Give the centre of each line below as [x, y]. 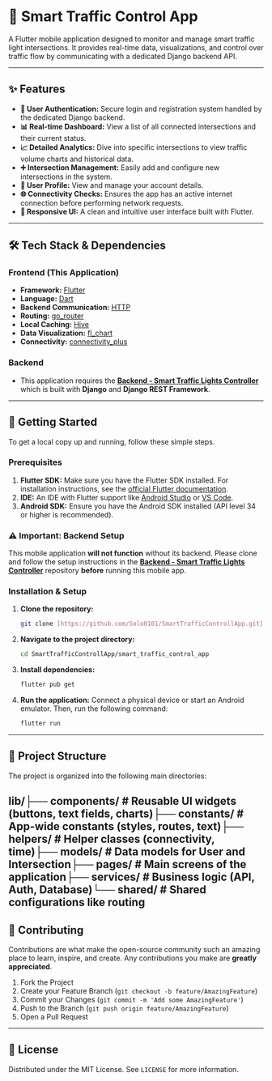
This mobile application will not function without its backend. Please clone [133, 553]
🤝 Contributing [46, 930]
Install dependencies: [57, 670]
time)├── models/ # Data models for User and [127, 852]
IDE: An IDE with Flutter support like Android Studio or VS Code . [127, 497]
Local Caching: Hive [54, 325]
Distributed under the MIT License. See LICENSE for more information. [123, 1069]
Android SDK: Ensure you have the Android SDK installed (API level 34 [138, 506]
